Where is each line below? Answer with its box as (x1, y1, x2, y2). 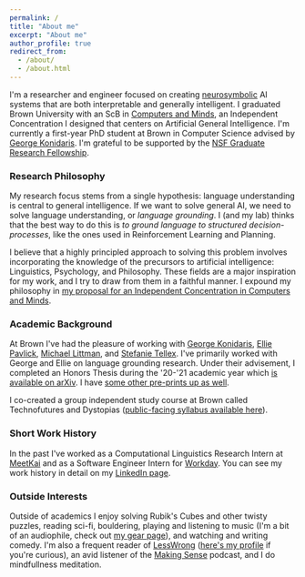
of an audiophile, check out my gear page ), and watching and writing (9, 530, 269, 542)
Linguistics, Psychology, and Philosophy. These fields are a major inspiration (9, 266, 297, 278)
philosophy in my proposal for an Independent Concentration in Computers (9, 286, 291, 297)
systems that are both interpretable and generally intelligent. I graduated (9, 98, 280, 109)
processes (9, 229, 49, 240)
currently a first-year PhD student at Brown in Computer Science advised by (9, 127, 296, 138)
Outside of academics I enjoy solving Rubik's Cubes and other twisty (9, 511, 268, 521)
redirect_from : (9, 47, 67, 56)
